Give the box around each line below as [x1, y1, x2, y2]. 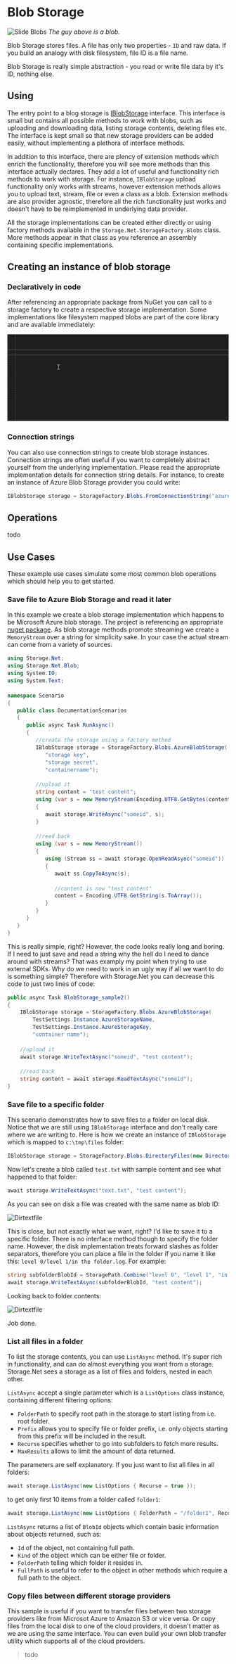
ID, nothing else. [7, 70, 55, 78]
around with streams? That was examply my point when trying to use [7, 957, 207, 966]
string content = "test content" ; [35, 788, 137, 795]
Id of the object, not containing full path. [17, 1543, 135, 1551]
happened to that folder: [7, 1172, 77, 1182]
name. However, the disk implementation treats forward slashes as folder [7, 1242, 219, 1250]
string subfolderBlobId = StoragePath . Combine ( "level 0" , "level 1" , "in [7, 1272, 228, 1279]
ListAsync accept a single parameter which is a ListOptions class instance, [7, 1388, 225, 1397]
